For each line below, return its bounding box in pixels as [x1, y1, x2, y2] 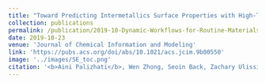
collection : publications [8, 19, 93, 27]
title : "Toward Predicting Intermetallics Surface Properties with [8, 11, 236, 20]
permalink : [8, 26, 44, 34]
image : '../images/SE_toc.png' [8, 56, 112, 64]
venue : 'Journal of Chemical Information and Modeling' [8, 41, 196, 49]
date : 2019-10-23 [8, 33, 66, 42]
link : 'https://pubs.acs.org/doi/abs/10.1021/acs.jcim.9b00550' [8, 48, 225, 56]
